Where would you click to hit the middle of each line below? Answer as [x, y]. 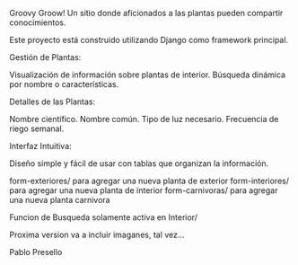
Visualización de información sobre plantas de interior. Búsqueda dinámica [147, 75]
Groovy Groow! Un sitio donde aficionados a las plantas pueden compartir [146, 13]
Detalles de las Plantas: [53, 102]
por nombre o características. [64, 84]
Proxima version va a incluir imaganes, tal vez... [97, 234]
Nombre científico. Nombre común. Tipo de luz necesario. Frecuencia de [144, 119]
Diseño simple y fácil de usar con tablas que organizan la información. [139, 163]
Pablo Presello [36, 252]
